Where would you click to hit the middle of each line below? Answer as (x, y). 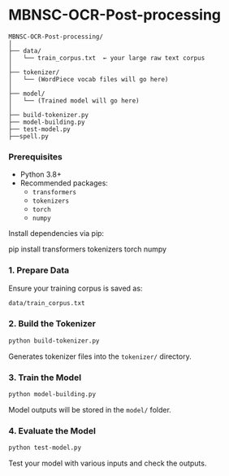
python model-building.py (52, 394)
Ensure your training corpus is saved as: (76, 288)
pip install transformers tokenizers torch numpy (88, 249)
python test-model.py (45, 448)
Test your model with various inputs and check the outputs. (108, 463)
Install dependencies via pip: (56, 234)
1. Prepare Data (39, 270)
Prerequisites (35, 156)
